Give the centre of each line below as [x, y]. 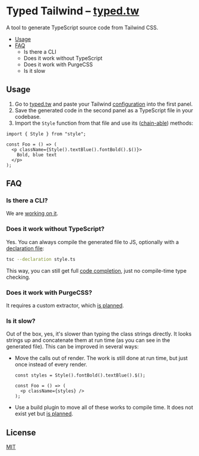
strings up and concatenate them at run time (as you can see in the [88, 340]
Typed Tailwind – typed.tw [73, 11]
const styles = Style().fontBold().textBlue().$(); [80, 375]
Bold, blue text [37, 155]
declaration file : [25, 248]
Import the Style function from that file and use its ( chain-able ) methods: [104, 123]
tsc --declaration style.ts [41, 259]
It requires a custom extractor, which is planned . [65, 305]
